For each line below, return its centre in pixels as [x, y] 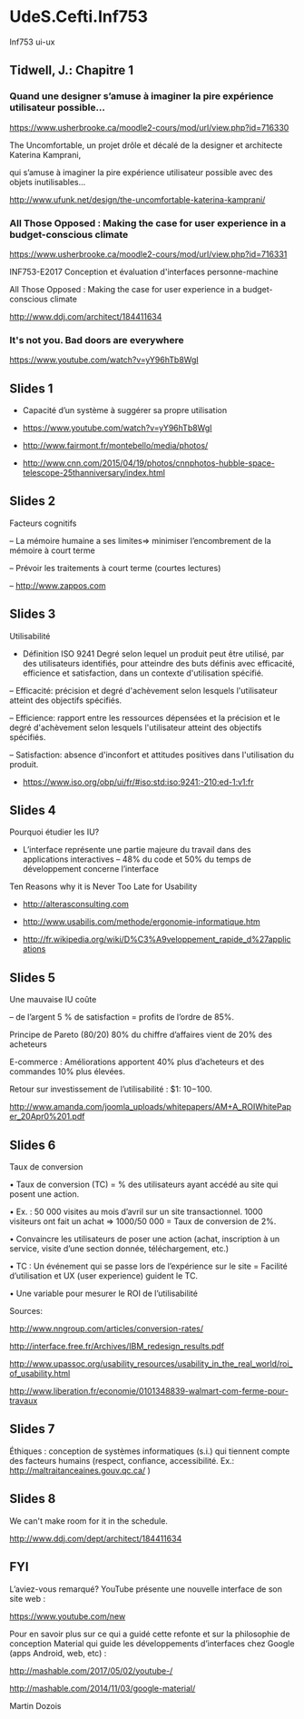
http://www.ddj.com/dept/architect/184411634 [96, 1538]
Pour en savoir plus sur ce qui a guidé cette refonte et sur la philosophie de [150, 1634]
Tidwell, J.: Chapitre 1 [72, 70]
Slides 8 [33, 1499]
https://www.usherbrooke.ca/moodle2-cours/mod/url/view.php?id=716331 [148, 254]
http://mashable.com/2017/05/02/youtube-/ [91, 1670]
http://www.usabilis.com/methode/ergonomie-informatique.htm [141, 922]
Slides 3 [33, 614]
